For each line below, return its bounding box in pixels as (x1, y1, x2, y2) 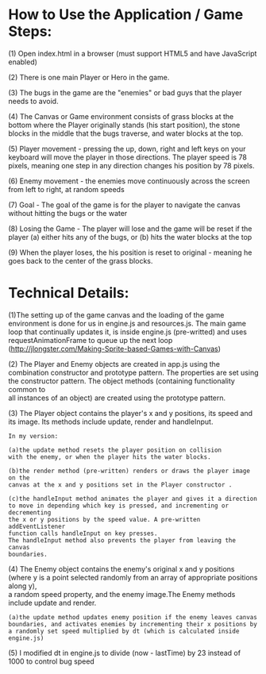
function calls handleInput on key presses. (8, 530, 158, 537)
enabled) (8, 57, 38, 67)
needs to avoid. (8, 96, 59, 106)
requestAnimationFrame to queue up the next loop (8, 335, 173, 345)
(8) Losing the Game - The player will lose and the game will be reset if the (8, 224, 253, 233)
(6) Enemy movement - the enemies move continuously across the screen (8, 176, 250, 186)
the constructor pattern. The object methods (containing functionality (8, 376, 236, 386)
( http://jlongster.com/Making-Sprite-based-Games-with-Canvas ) (8, 344, 221, 353)
